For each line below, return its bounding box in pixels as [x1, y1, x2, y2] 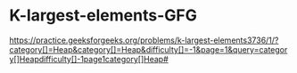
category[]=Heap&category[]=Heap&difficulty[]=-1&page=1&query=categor [9, 44, 288, 54]
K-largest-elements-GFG [9, 5, 198, 26]
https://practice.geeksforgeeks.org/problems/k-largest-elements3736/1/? [9, 35, 279, 45]
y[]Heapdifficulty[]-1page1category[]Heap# [9, 53, 169, 64]
